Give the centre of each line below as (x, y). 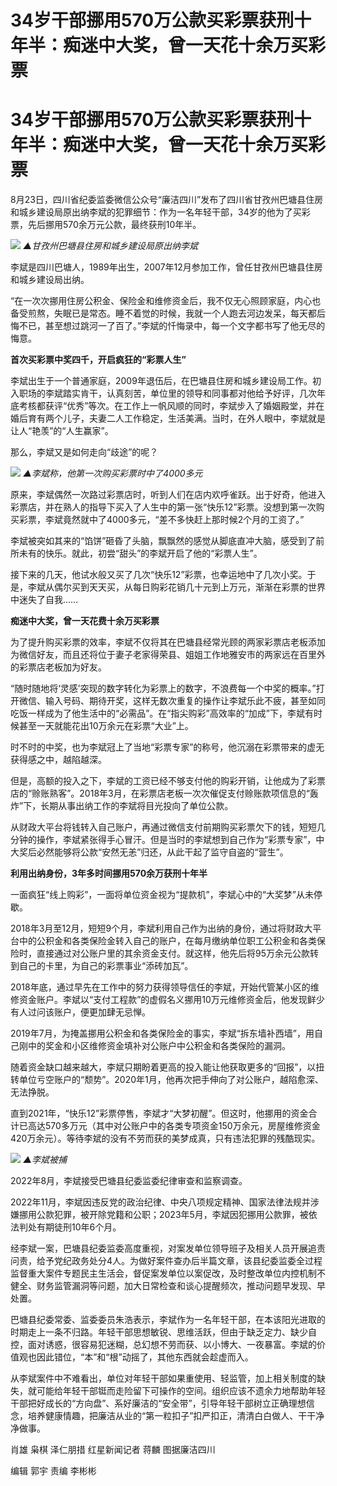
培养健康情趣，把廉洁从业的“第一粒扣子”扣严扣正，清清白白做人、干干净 (176, 1416)
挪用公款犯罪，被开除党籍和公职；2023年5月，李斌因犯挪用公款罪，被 (163, 1215)
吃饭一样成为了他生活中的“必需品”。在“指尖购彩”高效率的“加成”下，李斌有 (162, 713)
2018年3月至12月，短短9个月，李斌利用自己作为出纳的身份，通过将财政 (157, 928)
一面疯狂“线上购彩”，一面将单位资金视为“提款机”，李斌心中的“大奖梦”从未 (162, 895)
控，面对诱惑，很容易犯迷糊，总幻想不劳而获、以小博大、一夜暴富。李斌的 (163, 1345)
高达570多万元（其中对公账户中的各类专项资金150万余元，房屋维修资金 (174, 1126)
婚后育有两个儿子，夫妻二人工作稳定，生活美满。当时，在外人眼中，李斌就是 (168, 418)
